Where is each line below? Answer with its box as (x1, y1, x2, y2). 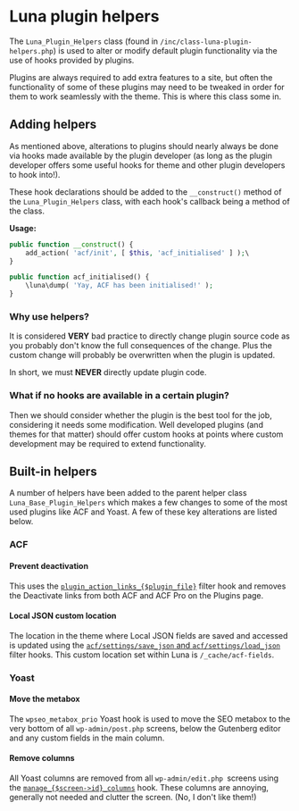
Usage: (9, 222, 37, 233)
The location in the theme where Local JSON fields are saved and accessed (9, 630, 288, 640)
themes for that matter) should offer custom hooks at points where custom (9, 429, 284, 439)
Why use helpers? (9, 310, 89, 322)
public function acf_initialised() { (9, 272, 150, 282)
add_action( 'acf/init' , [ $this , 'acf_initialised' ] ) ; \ (25, 248, 250, 257)
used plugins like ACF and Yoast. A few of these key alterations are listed (9, 506, 278, 517)
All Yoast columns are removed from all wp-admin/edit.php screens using (9, 773, 279, 783)
